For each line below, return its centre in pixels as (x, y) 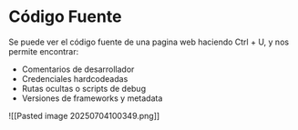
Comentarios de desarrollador (78, 69)
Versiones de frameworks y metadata (92, 98)
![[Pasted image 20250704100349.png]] (84, 115)
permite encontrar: (44, 51)
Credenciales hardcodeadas (75, 78)
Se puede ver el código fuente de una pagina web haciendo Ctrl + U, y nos (149, 42)
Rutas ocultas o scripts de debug (84, 88)
